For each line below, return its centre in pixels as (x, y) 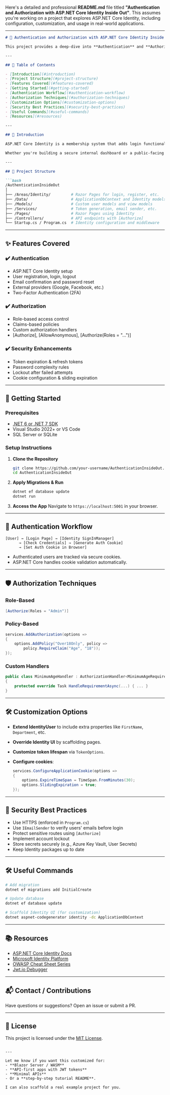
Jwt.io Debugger (30, 969)
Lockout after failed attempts (43, 372)
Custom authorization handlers (45, 330)
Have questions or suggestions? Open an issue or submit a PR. (71, 1005)
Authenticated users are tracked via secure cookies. (67, 556)
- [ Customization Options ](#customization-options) (61, 102)
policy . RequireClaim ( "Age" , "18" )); (62, 649)
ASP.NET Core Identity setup (43, 271)
